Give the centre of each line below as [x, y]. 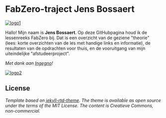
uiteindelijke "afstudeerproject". [38, 54]
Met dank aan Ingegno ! [29, 63]
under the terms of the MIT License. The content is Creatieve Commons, [79, 106]
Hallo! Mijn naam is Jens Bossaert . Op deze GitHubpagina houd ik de [76, 32]
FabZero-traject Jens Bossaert [70, 9]
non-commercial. [23, 111]
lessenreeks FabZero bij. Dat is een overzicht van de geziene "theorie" [77, 38]
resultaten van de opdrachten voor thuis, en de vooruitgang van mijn [75, 48]
